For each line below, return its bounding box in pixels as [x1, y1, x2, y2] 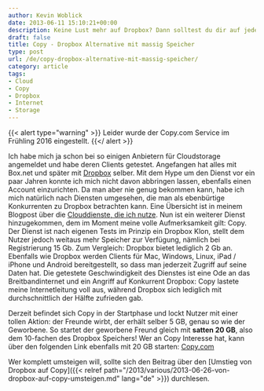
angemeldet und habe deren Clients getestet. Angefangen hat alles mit [8, 160, 237, 169]
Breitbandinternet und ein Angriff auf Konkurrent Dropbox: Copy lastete [8, 276, 240, 286]
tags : [8, 70, 26, 78]
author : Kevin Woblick [8, 11, 82, 20]
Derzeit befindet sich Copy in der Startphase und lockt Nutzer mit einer [8, 309, 238, 318]
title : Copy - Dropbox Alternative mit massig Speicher [8, 41, 195, 49]
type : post [8, 48, 44, 56]
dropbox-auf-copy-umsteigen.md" [8, 374, 120, 383]
